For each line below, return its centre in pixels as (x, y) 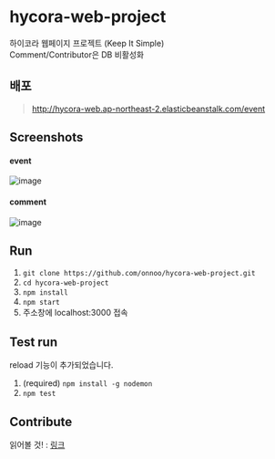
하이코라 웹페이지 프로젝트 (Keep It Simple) (87, 43)
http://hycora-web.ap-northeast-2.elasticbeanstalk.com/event (148, 109)
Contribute (41, 422)
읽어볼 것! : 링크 (37, 444)
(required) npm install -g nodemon (87, 383)
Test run (34, 342)
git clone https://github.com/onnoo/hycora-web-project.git (139, 274)
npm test (39, 394)
